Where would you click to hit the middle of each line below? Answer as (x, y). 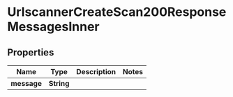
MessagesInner (53, 27)
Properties (31, 52)
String (59, 83)
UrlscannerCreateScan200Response (117, 12)
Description (96, 72)
